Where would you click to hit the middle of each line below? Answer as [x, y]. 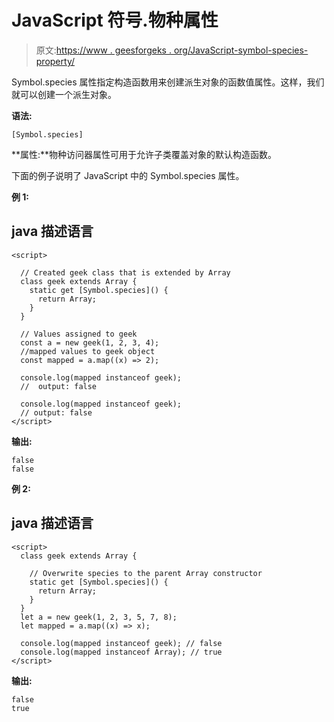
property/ [55, 61]
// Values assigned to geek [79, 334]
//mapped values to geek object [88, 351]
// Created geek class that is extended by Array [125, 272]
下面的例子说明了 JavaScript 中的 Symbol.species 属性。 [128, 175]
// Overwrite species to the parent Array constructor [146, 573]
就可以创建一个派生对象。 [64, 94]
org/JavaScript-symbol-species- [241, 50]
